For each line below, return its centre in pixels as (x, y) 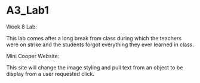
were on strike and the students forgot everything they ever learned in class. (100, 44)
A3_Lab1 (28, 10)
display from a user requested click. (50, 74)
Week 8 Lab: (22, 27)
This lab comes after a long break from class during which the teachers (94, 38)
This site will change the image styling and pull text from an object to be (95, 67)
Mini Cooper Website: (33, 56)
